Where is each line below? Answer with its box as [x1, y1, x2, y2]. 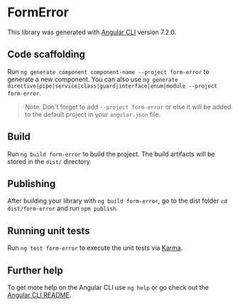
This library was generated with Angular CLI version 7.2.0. [7, 28, 176, 36]
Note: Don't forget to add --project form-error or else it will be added [24, 102, 232, 111]
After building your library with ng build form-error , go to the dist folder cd [7, 196, 227, 205]
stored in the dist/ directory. [7, 157, 92, 166]
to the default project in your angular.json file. [24, 110, 161, 118]
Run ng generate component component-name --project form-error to [7, 67, 210, 75]
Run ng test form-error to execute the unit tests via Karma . [7, 243, 183, 253]
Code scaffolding [7, 48, 85, 60]
